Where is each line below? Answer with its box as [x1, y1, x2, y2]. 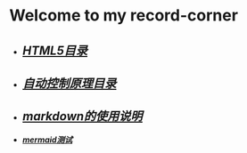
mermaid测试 [21, 134, 73, 145]
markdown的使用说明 [21, 109, 143, 125]
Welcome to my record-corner [9, 5, 239, 26]
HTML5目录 [21, 43, 88, 58]
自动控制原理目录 [21, 76, 117, 91]
